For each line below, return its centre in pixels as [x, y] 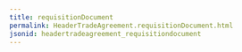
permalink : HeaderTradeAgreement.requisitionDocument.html [121, 26]
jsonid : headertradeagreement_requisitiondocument [105, 33]
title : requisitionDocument [62, 17]
